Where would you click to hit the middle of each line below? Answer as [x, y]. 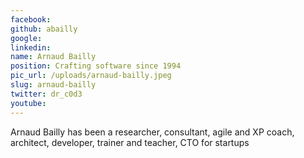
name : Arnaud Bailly [53, 57]
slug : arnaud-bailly [53, 85]
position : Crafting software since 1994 [96, 66]
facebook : [31, 19]
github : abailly [44, 29]
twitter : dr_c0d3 [46, 94]
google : [26, 38]
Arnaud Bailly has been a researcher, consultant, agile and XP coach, [152, 132]
